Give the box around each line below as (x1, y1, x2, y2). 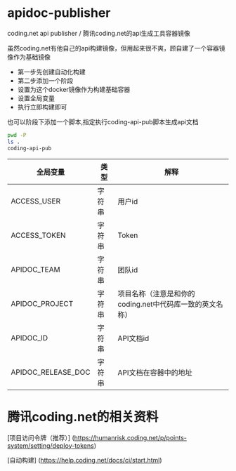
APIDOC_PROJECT (11, 298, 74, 308)
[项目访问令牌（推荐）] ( (7, 433, 75, 442)
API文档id (117, 333, 150, 343)
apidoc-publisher (7, 5, 111, 21)
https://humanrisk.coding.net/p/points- (74, 433, 188, 442)
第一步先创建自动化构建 (17, 67, 86, 76)
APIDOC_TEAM (11, 265, 61, 274)
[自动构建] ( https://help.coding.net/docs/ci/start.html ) (7, 456, 162, 464)
